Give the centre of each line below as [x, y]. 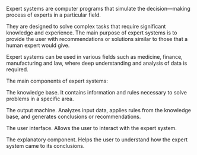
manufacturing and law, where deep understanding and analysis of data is [97, 63]
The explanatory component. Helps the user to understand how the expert [97, 140]
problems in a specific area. [40, 99]
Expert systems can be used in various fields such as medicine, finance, [94, 57]
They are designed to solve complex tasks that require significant [86, 26]
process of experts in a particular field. [53, 15]
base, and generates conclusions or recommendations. [74, 116]
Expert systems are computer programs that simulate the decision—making [99, 9]
